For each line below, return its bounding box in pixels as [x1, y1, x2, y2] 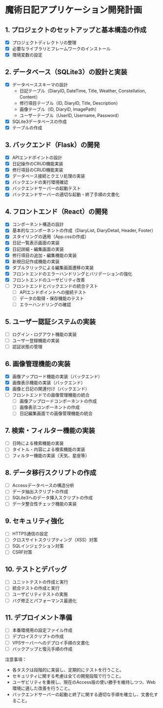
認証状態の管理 [12, 344, 43, 350]
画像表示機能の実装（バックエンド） [12, 380, 86, 385]
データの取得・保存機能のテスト [19, 296, 84, 301]
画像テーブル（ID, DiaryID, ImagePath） [19, 106, 99, 112]
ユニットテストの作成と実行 [12, 579, 69, 585]
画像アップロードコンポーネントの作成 [19, 398, 97, 404]
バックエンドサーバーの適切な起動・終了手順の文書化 [12, 191, 120, 197]
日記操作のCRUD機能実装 [12, 161, 64, 167]
